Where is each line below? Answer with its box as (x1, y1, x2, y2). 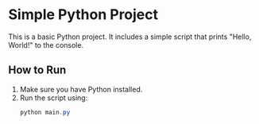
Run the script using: (19, 93, 88, 103)
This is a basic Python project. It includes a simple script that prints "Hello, (8, 32, 252, 41)
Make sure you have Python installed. (19, 84, 143, 94)
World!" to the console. (8, 40, 84, 49)
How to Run (8, 64, 67, 77)
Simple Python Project (8, 6, 159, 24)
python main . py (19, 108, 71, 116)
